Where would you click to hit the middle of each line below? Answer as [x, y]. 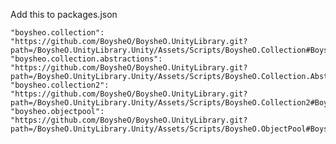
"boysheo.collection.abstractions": [86, 59]
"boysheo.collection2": [60, 85]
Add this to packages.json [64, 14]
